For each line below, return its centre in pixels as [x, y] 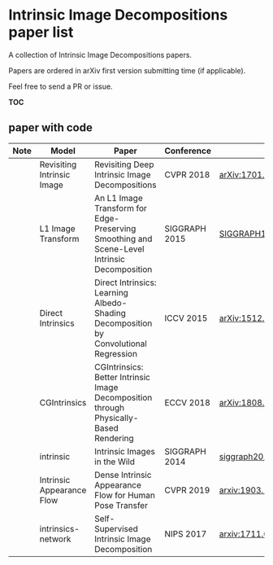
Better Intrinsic [122, 377]
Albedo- [111, 303]
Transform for [121, 208]
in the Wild [115, 462]
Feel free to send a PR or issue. [61, 86]
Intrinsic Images [125, 451]
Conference [188, 151]
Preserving [115, 228]
